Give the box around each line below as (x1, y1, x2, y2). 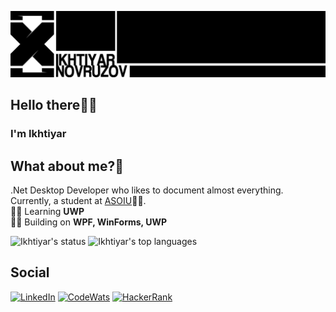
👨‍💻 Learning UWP (10, 205, 85, 217)
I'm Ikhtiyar (10, 127, 67, 141)
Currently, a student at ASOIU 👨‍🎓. (10, 194, 147, 206)
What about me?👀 (10, 157, 124, 175)
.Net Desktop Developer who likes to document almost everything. (10, 184, 284, 196)
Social (10, 264, 50, 281)
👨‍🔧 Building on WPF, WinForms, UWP (10, 216, 167, 228)
